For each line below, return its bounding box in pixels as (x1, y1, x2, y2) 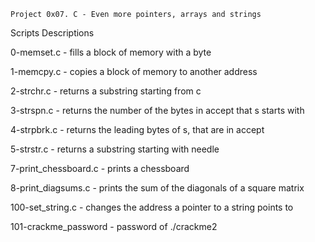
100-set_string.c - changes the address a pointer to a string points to (10, 201, 294, 213)
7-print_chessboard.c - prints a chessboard (10, 163, 190, 174)
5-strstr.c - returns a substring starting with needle (10, 143, 220, 155)
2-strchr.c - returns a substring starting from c (10, 85, 202, 97)
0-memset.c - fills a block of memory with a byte (10, 46, 212, 58)
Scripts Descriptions (10, 27, 95, 39)
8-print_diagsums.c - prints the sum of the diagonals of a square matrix (10, 182, 305, 194)
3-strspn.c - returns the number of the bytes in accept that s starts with (10, 105, 305, 116)
